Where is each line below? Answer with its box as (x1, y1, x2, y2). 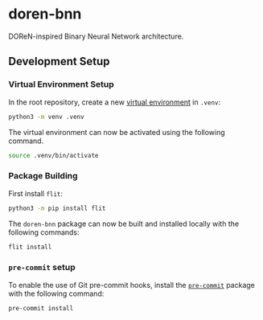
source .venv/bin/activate (8, 151, 99, 159)
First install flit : (8, 188, 63, 198)
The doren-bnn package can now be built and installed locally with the (8, 219, 240, 228)
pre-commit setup (8, 262, 76, 273)
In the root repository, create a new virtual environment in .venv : (8, 97, 221, 107)
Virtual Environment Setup (8, 79, 114, 90)
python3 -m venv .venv (8, 113, 84, 121)
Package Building (8, 170, 78, 182)
